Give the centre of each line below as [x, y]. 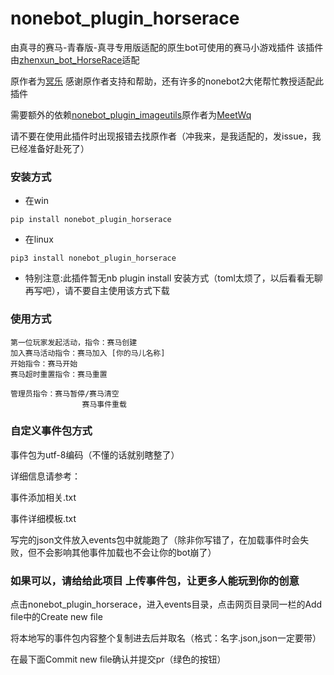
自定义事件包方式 [51, 431]
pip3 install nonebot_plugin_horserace [93, 258]
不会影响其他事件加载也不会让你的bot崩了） [126, 552]
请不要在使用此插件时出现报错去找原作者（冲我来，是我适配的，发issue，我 [166, 136]
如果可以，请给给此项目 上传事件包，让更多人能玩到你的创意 [155, 580]
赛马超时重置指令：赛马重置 [59, 374]
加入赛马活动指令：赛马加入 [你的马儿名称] [88, 353]
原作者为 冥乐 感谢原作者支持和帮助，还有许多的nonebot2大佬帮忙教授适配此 [167, 81]
